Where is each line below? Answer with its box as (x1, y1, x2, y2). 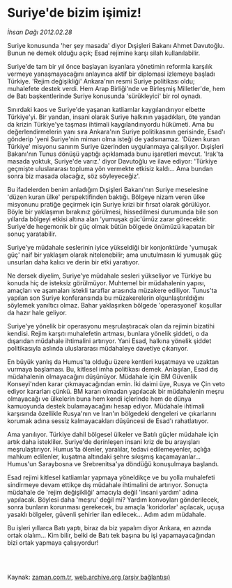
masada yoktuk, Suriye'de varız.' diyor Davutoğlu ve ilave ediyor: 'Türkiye (7, 157, 217, 165)
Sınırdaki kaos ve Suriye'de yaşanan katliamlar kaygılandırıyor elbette (7, 105, 206, 113)
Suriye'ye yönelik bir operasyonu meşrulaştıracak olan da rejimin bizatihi (7, 321, 215, 330)
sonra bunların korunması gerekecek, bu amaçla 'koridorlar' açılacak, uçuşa (7, 502, 225, 511)
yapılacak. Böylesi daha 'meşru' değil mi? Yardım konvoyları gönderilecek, (7, 495, 219, 504)
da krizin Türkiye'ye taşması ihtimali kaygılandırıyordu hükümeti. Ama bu (7, 120, 215, 128)
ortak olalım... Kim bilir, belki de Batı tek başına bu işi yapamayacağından (7, 531, 216, 539)
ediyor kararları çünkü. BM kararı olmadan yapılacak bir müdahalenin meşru (7, 387, 224, 395)
